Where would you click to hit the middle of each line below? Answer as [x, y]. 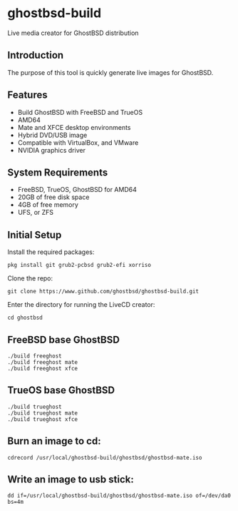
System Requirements [58, 172]
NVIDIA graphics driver [51, 150]
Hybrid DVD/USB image [52, 135]
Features [27, 95]
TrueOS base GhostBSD [61, 390]
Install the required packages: [51, 252]
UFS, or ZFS [36, 213]
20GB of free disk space [53, 197]
